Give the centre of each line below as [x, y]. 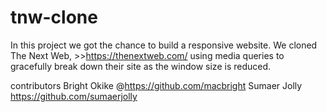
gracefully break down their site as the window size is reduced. [141, 66]
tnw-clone [54, 17]
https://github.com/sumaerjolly [74, 96]
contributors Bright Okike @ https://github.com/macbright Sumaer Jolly [156, 85]
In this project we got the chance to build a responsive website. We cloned [164, 45]
